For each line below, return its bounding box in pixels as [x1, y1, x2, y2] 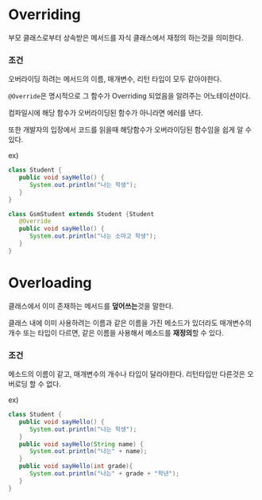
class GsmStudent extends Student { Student [8, 210, 155, 218]
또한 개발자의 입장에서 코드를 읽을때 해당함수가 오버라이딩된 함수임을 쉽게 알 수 [8, 125, 252, 134]
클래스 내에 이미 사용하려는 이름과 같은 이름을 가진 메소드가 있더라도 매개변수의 [8, 318, 252, 328]
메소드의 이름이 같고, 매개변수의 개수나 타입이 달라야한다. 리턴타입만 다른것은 [8, 370, 246, 379]
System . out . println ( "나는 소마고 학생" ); [29, 232, 157, 240]
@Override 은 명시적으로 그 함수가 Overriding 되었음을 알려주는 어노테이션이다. [8, 91, 251, 101]
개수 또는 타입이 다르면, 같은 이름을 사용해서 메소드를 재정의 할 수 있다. [8, 328, 224, 337]
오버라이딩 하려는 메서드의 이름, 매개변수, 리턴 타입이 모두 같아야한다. [8, 74, 222, 84]
